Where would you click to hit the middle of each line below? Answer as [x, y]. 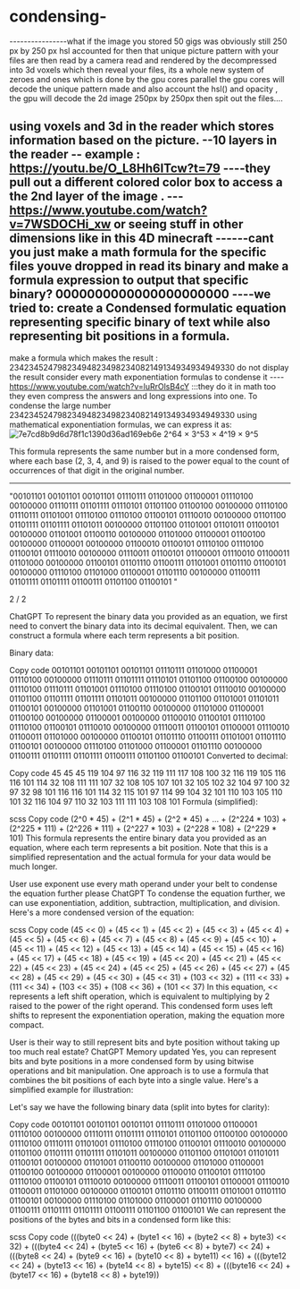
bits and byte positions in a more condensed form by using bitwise [132, 1061]
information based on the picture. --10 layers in [143, 141]
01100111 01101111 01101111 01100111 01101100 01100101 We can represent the [148, 1209]
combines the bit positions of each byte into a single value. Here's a [134, 1080]
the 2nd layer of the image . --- [96, 196]
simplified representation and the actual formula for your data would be [140, 857]
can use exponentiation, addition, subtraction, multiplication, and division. [145, 902]
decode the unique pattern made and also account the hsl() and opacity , [144, 89]
